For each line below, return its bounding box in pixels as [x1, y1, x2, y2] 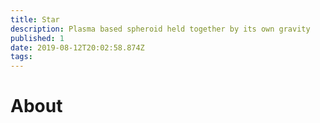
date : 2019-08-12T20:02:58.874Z [10, 42, 145, 53]
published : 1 [10, 33, 65, 43]
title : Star [10, 14, 60, 25]
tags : [10, 52, 33, 62]
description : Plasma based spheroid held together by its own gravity [10, 24, 311, 34]
